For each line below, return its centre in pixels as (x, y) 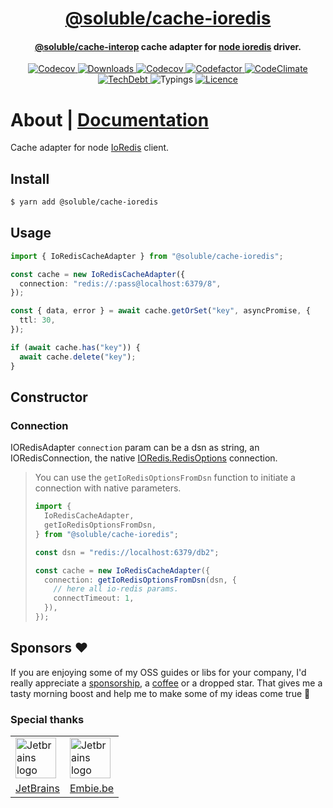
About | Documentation (110, 119)
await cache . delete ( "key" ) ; (78, 357)
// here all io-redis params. (116, 589)
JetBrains (37, 788)
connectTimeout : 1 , (94, 598)
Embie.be (92, 788)
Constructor (49, 397)
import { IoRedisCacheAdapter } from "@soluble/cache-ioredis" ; (147, 256)
